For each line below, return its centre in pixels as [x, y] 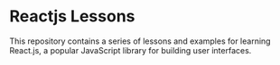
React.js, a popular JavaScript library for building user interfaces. [131, 50]
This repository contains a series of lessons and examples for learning [140, 41]
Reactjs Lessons [72, 16]
